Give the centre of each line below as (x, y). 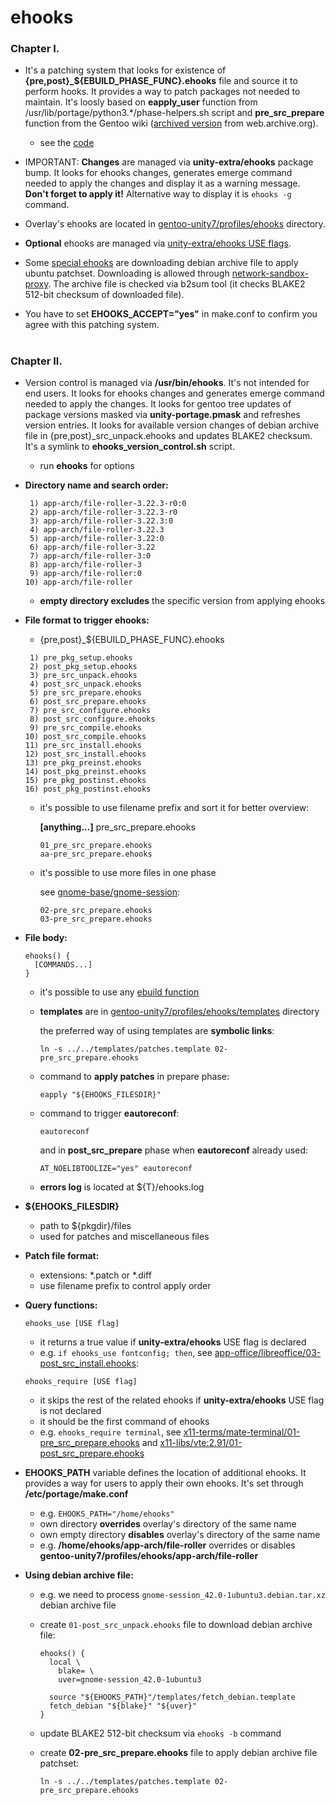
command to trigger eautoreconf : (109, 1113)
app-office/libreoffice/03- (268, 1353)
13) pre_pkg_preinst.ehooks (83, 763)
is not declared (70, 1411)
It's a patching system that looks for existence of (125, 70)
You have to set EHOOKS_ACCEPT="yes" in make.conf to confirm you (171, 314)
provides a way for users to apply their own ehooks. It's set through (164, 1483)
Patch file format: (62, 1256)
